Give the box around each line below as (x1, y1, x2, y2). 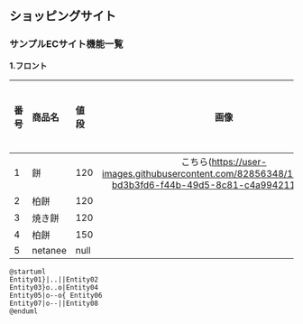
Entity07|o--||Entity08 (9, 299, 99, 308)
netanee (32, 244, 68, 256)
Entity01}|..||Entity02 (9, 274, 99, 284)
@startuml (9, 267, 47, 276)
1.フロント (9, 60, 48, 70)
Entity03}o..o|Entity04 (9, 282, 99, 292)
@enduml (9, 306, 39, 316)
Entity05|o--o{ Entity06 (9, 291, 103, 300)
